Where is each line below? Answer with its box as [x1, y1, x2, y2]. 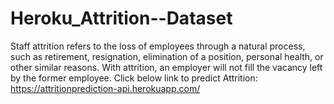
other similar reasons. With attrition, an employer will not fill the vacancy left [10, 61, 323, 73]
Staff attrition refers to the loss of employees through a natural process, [10, 40, 306, 52]
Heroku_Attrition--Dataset [10, 7, 233, 30]
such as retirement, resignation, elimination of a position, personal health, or [10, 50, 324, 62]
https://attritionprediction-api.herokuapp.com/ [10, 82, 201, 94]
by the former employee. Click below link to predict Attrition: [10, 72, 258, 84]
